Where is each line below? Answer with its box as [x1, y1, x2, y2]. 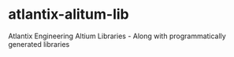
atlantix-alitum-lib [8, 5, 129, 23]
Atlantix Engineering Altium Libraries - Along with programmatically [8, 31, 226, 41]
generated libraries [8, 39, 70, 48]
